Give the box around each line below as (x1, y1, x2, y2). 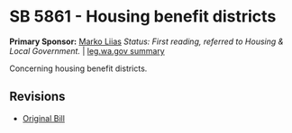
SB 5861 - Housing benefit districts (9, 6, 277, 27)
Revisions (9, 89, 66, 104)
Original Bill (22, 112, 66, 123)
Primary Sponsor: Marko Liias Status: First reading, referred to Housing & (9, 36, 284, 47)
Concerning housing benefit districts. (9, 63, 148, 74)
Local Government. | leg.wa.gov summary (9, 45, 165, 56)
